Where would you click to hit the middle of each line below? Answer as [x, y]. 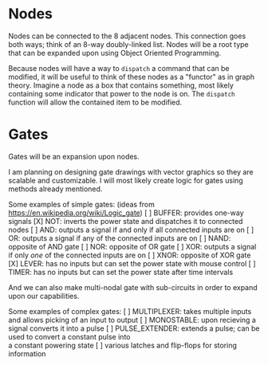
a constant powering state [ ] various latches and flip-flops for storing [123, 345]
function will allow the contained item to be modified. [95, 102]
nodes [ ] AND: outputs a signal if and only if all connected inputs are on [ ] [131, 230]
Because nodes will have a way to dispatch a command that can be [119, 68]
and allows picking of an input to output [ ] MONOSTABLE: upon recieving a [132, 320]
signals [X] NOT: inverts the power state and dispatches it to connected [126, 221]
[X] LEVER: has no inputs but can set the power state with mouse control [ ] [132, 263]
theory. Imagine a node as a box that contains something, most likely [121, 85]
